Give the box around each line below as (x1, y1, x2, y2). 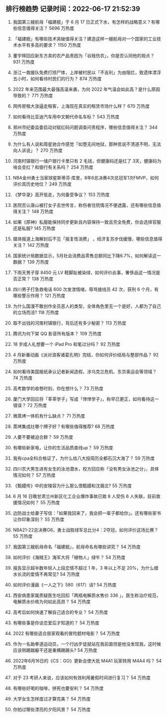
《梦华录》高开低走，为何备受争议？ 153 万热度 (12, 191, 110, 197)
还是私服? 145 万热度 (12, 225, 56, 231)
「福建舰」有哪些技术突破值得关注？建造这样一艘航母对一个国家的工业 (12, 35, 157, 41)
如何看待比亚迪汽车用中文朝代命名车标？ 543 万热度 (12, 114, 120, 120)
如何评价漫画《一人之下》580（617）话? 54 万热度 (12, 581, 117, 587)
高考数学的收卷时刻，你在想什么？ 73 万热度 (12, 385, 104, 391)
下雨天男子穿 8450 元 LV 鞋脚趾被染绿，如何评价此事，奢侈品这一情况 (12, 269, 156, 275)
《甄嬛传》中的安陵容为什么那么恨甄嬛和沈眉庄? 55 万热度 (12, 483, 132, 489)
